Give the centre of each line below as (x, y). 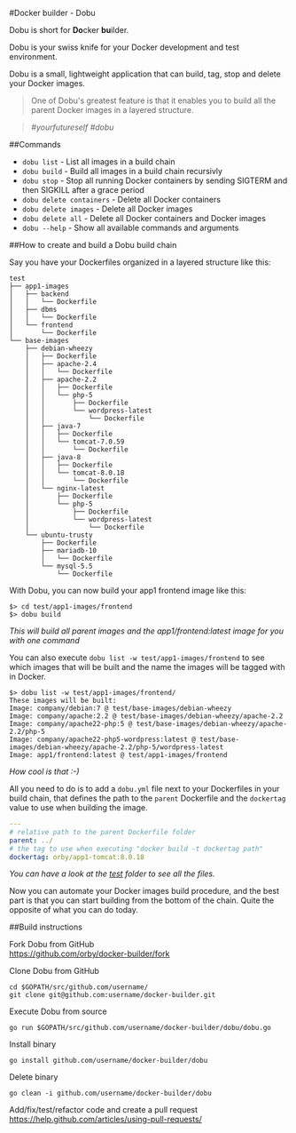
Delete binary (34, 1077)
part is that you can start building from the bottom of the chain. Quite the (142, 900)
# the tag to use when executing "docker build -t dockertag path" (136, 849)
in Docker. (28, 676)
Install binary (33, 1044)
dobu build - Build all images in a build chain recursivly (122, 171)
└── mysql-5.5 (67, 566)
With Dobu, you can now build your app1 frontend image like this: (128, 590)
